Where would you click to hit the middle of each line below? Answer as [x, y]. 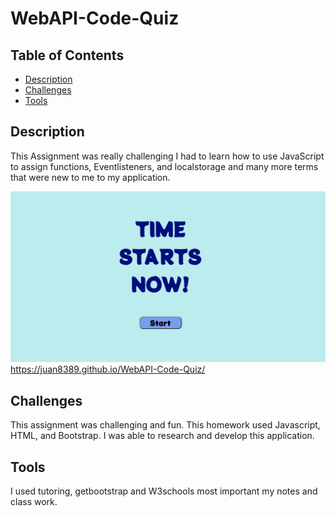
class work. [34, 502]
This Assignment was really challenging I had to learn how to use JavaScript [167, 156]
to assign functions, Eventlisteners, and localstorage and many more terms [164, 166]
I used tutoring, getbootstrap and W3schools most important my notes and [164, 491]
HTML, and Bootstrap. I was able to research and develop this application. [162, 436]
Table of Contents [67, 55]
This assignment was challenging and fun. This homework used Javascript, [165, 425]
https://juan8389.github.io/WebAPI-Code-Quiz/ [108, 369]
